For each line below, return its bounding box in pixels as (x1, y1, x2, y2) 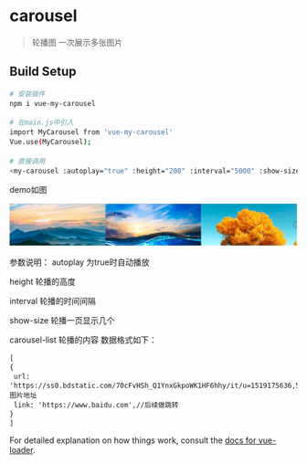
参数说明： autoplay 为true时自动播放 (9, 257, 150, 268)
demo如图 (9, 184, 48, 195)
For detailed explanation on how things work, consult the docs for (9, 435, 257, 446)
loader (9, 444, 34, 455)
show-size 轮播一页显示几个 (9, 314, 116, 325)
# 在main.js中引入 (9, 118, 74, 128)
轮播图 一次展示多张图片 (31, 37, 123, 47)
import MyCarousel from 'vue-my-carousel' (9, 128, 174, 137)
